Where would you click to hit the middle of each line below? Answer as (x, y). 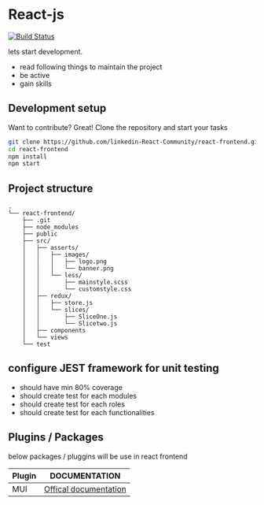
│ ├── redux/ (47, 296)
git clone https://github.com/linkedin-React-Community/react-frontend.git (135, 142)
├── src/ (37, 241)
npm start (24, 164)
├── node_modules (51, 227)
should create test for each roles (72, 404)
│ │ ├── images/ (56, 255)
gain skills (36, 84)
